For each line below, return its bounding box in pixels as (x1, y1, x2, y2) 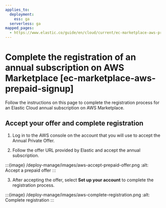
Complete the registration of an (5, 52, 136, 63)
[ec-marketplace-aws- (60, 73, 156, 84)
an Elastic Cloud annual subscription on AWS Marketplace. (5, 104, 124, 110)
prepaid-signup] (5, 83, 74, 95)
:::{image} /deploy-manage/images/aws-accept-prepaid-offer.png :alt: (5, 162, 149, 168)
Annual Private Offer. (12, 137, 55, 144)
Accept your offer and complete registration (5, 119, 144, 128)
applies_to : (5, 7, 30, 12)
